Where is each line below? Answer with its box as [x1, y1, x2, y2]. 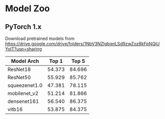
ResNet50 [7, 74, 31, 81]
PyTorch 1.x [5, 23, 42, 31]
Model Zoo [5, 3, 50, 14]
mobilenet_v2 [7, 90, 38, 96]
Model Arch [11, 58, 39, 64]
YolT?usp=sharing [5, 46, 42, 52]
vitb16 [7, 106, 23, 113]
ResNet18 [7, 66, 31, 73]
